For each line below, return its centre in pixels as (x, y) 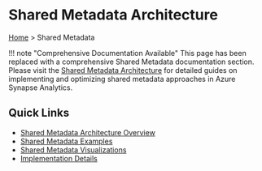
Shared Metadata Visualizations (73, 150)
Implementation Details (59, 158)
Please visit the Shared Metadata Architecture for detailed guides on (123, 70)
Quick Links (39, 113)
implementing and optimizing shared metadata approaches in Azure (122, 79)
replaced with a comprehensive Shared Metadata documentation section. (131, 62)
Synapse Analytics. (41, 88)
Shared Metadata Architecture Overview (88, 132)
